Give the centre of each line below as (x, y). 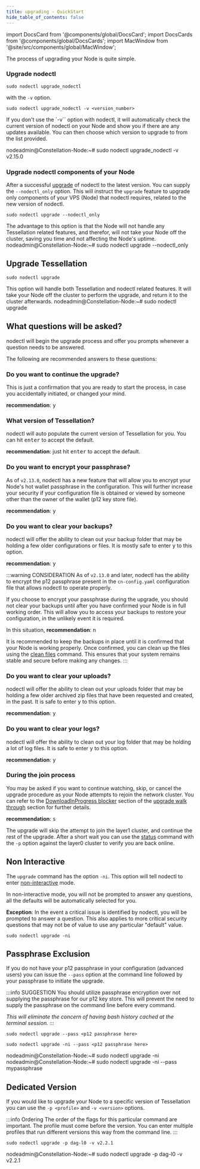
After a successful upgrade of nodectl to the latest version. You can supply (98, 185)
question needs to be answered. (46, 347)
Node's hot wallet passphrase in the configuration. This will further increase (99, 486)
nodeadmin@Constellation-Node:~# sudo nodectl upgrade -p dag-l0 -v (94, 1154)
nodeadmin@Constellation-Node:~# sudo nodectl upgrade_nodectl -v (93, 150)
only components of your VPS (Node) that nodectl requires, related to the (96, 198)
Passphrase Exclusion (48, 954)
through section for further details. (49, 807)
